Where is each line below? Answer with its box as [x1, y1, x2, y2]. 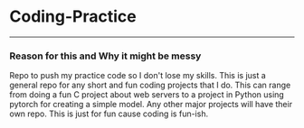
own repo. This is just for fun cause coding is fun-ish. [9, 108, 209, 119]
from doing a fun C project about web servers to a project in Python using [9, 89, 285, 100]
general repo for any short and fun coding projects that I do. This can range [9, 79, 291, 91]
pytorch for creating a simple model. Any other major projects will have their [9, 99, 292, 110]
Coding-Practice [9, 6, 138, 27]
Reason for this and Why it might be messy [9, 50, 202, 62]
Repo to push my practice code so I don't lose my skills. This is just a [9, 70, 267, 81]
